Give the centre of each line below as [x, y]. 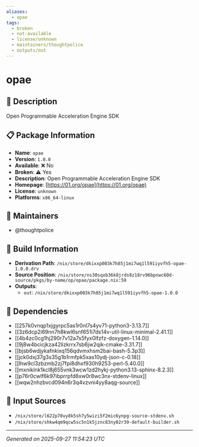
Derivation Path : [35, 263]
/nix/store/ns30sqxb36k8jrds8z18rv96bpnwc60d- [116, 275]
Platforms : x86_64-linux [44, 197]
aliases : [17, 12]
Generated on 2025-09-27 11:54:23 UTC [55, 439]
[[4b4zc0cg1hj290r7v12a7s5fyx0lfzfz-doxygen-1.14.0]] [82, 338]
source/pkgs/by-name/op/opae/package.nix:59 [70, 281]
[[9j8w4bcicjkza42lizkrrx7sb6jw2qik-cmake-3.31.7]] [78, 344]
